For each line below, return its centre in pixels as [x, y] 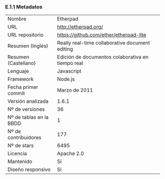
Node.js [66, 79]
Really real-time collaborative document [104, 43]
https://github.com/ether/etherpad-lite [102, 35]
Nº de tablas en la [28, 118]
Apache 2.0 [71, 153]
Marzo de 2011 [75, 90]
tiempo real [70, 63]
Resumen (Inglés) [28, 46]
